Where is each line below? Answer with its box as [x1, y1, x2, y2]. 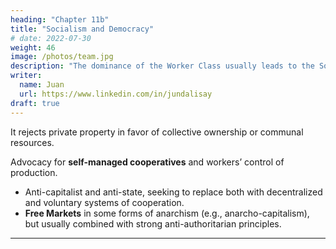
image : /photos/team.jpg [10, 52, 114, 62]
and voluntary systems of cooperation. [24, 196, 185, 208]
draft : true [10, 98, 60, 108]
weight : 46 [10, 42, 56, 53]
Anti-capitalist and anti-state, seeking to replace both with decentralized [24, 186, 323, 198]
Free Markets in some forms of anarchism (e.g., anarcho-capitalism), [24, 207, 310, 219]
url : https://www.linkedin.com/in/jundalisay [19, 89, 213, 99]
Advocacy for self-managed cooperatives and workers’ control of [10, 156, 285, 168]
